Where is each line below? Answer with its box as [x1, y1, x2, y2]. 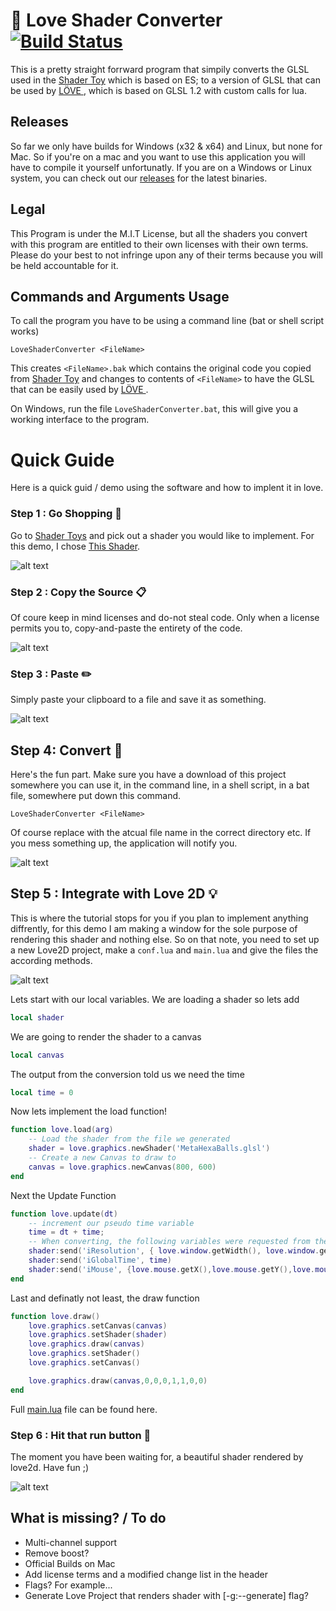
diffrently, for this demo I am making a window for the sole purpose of [10, 922, 298, 934]
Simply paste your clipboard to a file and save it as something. [10, 694, 267, 706]
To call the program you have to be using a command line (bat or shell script [10, 315, 325, 327]
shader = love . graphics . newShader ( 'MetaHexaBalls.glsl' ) [28, 1144, 271, 1154]
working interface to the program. [10, 414, 150, 426]
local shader [10, 1012, 65, 1023]
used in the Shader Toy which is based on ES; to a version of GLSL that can [10, 74, 321, 86]
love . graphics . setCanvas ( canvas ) [28, 1320, 168, 1331]
